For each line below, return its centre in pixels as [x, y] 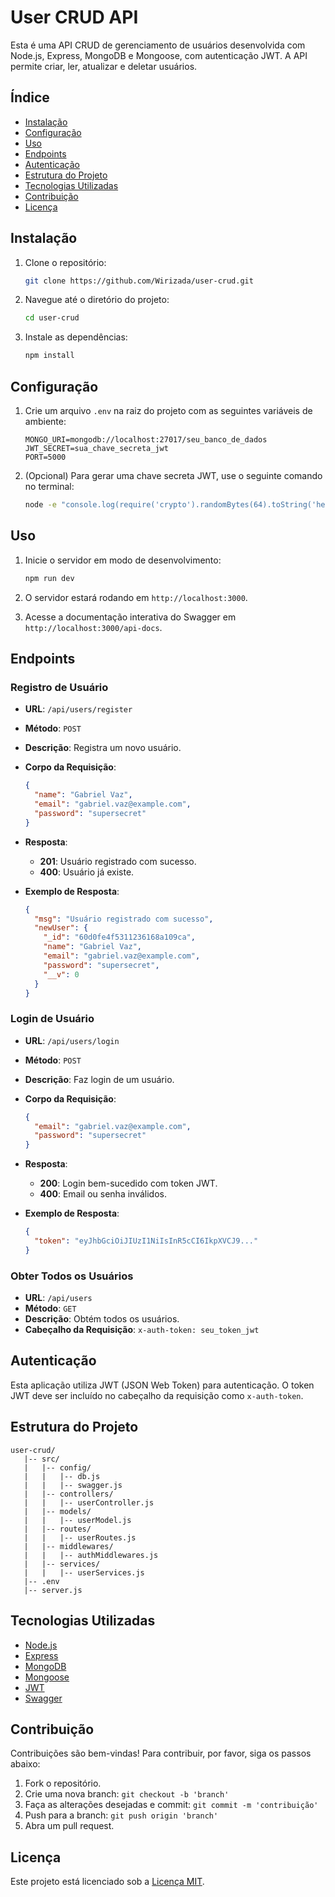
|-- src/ [41, 1459]
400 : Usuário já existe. [87, 872]
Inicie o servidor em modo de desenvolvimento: [123, 560]
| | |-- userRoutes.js [80, 1537]
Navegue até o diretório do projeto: [97, 300]
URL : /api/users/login [72, 1040]
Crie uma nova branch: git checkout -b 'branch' [127, 1794]
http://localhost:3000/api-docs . [93, 627]
